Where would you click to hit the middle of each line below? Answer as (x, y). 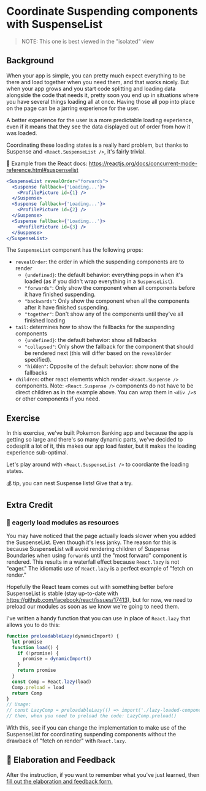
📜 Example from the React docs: (47, 163)
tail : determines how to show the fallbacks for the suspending (95, 327)
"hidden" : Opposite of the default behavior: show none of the (101, 366)
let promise (27, 642)
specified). (38, 360)
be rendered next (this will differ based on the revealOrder (98, 353)
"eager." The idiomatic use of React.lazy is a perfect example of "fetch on (100, 568)
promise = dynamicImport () (57, 659)
